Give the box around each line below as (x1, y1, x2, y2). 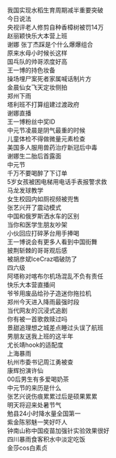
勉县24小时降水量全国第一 (7, 409, 81, 417)
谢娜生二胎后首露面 (7, 152, 62, 160)
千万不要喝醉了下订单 (7, 169, 67, 177)
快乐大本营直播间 (7, 281, 56, 288)
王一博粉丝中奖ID (7, 117, 56, 126)
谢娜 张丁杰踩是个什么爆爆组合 (7, 41, 93, 48)
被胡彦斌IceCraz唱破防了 (7, 255, 78, 263)
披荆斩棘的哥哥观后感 (7, 247, 67, 254)
